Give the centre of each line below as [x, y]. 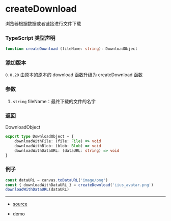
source [20, 204]
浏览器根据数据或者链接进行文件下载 [43, 23]
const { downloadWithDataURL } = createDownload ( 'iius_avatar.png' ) [79, 185]
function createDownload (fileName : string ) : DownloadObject [72, 49]
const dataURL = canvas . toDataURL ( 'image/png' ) [57, 180]
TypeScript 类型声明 [30, 38]
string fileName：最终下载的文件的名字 [54, 101]
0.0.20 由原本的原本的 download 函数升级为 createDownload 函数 [74, 75]
